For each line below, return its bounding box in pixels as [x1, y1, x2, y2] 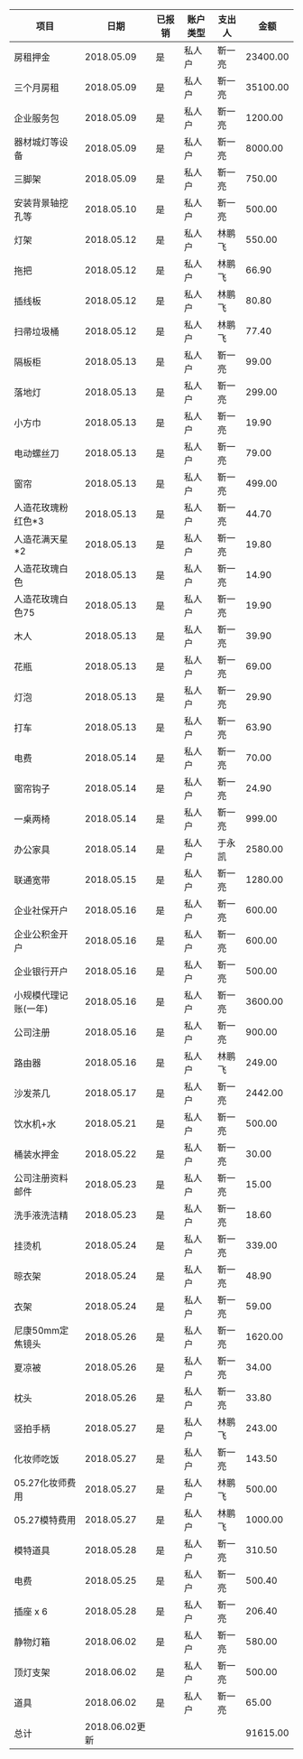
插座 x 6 [14, 1605, 48, 1617]
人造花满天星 [14, 533, 69, 545]
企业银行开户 [14, 965, 69, 978]
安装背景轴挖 [14, 197, 69, 209]
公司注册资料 [14, 1172, 69, 1184]
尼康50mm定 [14, 1325, 69, 1336]
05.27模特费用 [14, 1514, 77, 1526]
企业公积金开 [14, 928, 69, 940]
